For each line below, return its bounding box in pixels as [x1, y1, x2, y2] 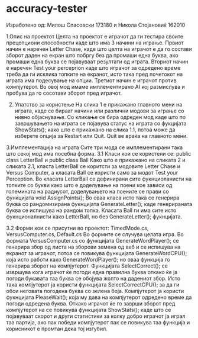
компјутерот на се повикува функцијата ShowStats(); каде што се [6, 306, 171, 313]
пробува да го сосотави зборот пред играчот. [6, 89, 122, 96]
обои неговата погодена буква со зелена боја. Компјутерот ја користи [6, 287, 184, 294]
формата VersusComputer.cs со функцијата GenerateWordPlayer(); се [6, 237, 179, 244]
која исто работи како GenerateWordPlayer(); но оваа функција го [6, 256, 170, 263]
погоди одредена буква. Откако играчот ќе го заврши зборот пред [6, 300, 176, 307]
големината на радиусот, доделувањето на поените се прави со [6, 188, 170, 195]
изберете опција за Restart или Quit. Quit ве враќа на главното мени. [14, 132, 188, 139]
